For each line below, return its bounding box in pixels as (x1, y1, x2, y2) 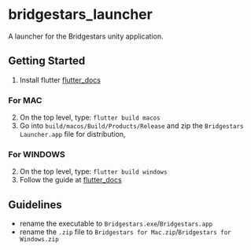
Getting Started (8, 54, 86, 68)
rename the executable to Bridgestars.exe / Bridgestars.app (19, 219, 213, 229)
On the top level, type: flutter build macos (19, 112, 161, 123)
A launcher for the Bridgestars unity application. (8, 31, 164, 41)
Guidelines (8, 198, 62, 211)
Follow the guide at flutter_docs (19, 175, 122, 185)
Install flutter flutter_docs (19, 75, 101, 84)
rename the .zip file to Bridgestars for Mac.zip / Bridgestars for (19, 227, 231, 237)
